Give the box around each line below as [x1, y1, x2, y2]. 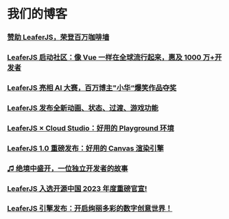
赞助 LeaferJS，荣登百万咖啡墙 [7, 32, 110, 42]
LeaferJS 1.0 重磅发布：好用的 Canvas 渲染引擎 [7, 143, 165, 153]
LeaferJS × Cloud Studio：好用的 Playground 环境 [7, 123, 175, 132]
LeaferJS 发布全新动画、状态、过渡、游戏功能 [7, 103, 159, 113]
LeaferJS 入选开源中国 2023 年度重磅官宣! [7, 183, 147, 193]
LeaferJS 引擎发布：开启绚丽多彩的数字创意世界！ [7, 204, 173, 214]
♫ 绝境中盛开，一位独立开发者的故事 [7, 163, 128, 173]
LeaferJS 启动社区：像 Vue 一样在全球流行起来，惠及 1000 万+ [7, 53, 215, 62]
